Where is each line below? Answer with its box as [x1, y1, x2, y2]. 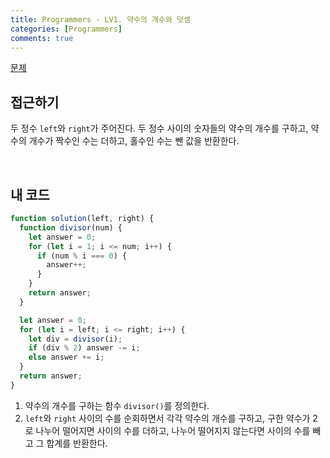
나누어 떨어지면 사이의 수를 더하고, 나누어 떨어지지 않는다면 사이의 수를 [35, 424, 311, 436]
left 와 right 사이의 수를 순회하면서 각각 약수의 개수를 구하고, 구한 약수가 [24, 412, 311, 424]
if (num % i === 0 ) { [36, 251, 128, 261]
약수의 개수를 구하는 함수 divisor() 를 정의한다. [24, 399, 210, 411]
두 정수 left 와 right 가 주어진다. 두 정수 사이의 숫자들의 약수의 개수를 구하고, [10, 122, 309, 135]
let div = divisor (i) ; [28, 334, 123, 344]
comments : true [10, 33, 74, 43]
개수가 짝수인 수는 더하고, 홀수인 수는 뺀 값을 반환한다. [28, 135, 240, 147]
